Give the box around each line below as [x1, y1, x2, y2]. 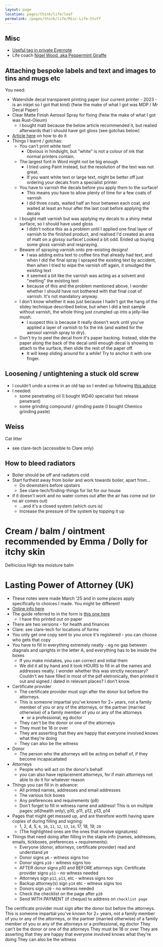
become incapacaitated [19, 756, 67, 762]
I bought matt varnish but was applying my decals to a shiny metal [19, 216, 152, 221]
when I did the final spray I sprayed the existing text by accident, [26, 257, 156, 263]
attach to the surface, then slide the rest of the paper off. [19, 345, 134, 351]
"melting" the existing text [26, 278, 79, 283]
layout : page [5, 7, 32, 12]
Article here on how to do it [12, 133, 67, 138]
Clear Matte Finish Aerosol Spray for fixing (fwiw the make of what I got [12, 112, 156, 118]
